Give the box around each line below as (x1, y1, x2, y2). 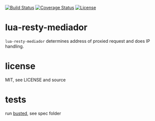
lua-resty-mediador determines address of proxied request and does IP (5, 38, 150, 44)
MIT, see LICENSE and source (5, 77, 66, 83)
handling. (5, 43, 24, 49)
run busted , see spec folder (5, 110, 62, 116)
